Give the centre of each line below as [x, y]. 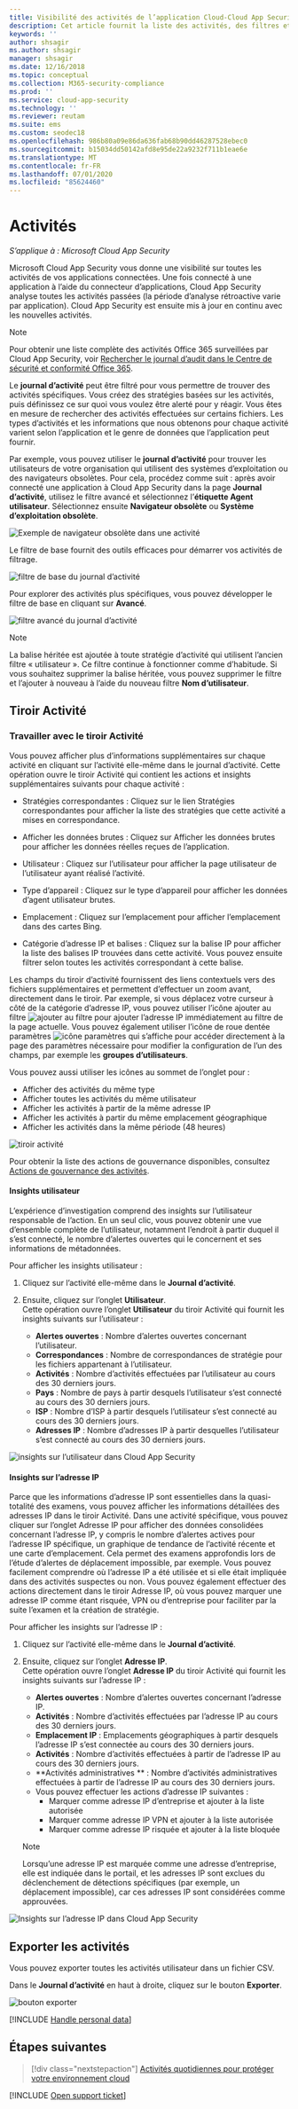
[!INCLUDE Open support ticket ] [68, 2095]
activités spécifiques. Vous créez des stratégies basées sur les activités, [141, 395]
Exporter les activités [70, 1946]
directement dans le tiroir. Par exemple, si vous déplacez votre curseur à [141, 998]
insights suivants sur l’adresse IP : [84, 1681]
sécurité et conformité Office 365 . [71, 368]
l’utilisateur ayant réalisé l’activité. [83, 873]
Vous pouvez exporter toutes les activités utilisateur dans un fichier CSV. [142, 1968]
